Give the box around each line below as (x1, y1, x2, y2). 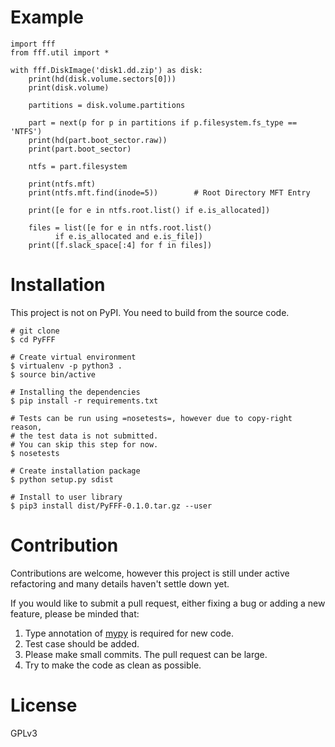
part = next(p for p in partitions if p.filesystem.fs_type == (28, 117, 298, 128)
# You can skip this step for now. (10, 439, 159, 450)
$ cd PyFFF (10, 334, 56, 345)
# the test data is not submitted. (10, 431, 159, 441)
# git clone (10, 326, 60, 336)
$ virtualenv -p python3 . (10, 361, 123, 371)
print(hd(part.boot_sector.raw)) (28, 135, 168, 145)
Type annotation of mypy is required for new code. (24, 627, 234, 639)
